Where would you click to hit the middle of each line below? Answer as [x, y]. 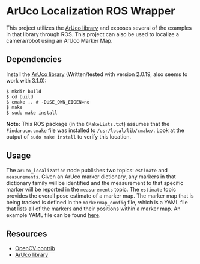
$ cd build [20, 97]
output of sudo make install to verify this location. [69, 136]
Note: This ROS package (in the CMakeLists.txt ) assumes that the [88, 124]
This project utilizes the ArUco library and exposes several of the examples [99, 28]
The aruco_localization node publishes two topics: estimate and [87, 170]
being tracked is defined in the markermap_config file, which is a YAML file [97, 202]
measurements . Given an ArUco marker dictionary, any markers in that [91, 177]
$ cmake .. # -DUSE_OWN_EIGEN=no [48, 102]
